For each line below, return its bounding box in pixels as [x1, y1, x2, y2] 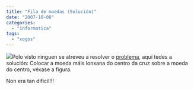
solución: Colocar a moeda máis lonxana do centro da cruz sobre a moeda [6, 60, 188, 66]
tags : [6, 31, 20, 37]
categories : [6, 20, 36, 26]
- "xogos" [11, 36, 36, 42]
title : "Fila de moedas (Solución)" [6, 8, 97, 15]
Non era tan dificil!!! [6, 78, 55, 84]
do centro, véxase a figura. [6, 66, 72, 73]
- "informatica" [11, 25, 52, 31]
